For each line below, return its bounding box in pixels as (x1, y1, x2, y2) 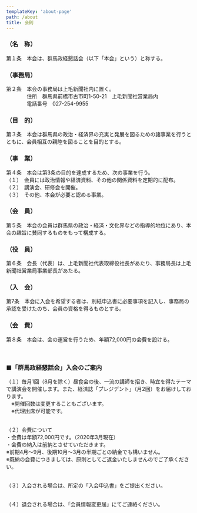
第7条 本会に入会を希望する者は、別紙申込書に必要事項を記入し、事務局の (6, 298, 189, 305)
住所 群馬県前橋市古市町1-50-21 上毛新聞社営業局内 (26, 93, 159, 100)
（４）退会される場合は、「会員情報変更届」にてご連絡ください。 (6, 501, 163, 508)
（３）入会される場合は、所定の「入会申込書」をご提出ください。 (6, 482, 166, 489)
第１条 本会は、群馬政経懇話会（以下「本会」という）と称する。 (6, 54, 166, 62)
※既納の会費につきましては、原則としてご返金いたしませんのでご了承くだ (6, 456, 184, 463)
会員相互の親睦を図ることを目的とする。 (26, 138, 125, 145)
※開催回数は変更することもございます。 (11, 400, 107, 407)
